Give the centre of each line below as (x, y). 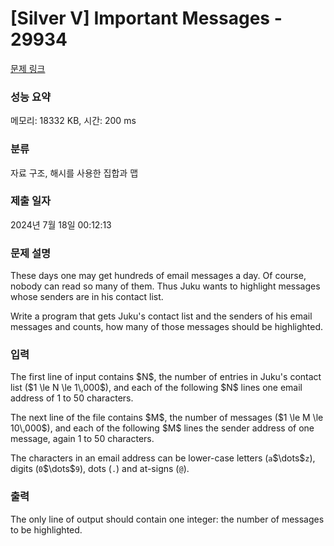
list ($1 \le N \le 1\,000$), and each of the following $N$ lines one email (156, 388)
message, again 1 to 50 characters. (82, 439)
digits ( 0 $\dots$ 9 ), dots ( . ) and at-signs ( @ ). (100, 469)
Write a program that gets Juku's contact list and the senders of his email (161, 316)
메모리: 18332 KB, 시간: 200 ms (73, 121)
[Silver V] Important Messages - (146, 18)
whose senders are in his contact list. (87, 297)
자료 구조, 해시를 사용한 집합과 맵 (74, 173)
